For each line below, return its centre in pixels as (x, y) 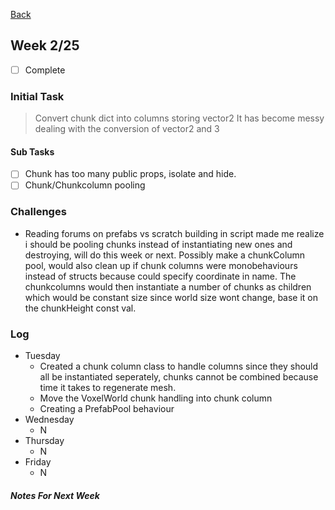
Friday (38, 462)
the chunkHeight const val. (80, 308)
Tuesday (42, 356)
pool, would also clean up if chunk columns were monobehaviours (161, 265)
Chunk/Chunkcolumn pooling (85, 185)
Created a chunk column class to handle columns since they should (179, 366)
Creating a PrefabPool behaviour (107, 409)
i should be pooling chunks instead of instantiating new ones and (158, 244)
